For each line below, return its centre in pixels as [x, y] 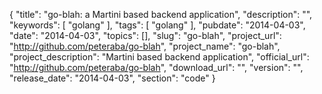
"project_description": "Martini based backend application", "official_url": [159, 57]
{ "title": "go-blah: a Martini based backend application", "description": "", [161, 14]
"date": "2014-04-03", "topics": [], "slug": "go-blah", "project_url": [145, 35]
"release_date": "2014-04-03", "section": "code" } [112, 78]
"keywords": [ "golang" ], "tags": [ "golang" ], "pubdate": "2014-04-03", [157, 25]
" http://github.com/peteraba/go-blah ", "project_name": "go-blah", [145, 46]
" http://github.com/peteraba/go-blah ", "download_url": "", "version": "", [156, 67]
